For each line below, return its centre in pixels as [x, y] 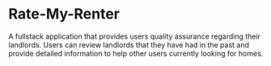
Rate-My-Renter [64, 14]
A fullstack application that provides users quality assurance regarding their [135, 36]
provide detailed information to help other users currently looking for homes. [136, 53]
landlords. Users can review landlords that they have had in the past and [129, 44]
